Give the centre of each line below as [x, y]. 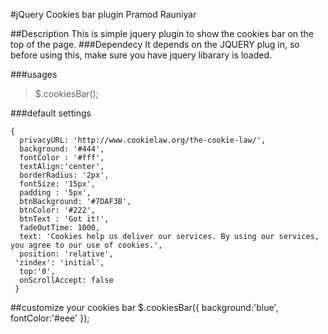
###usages [34, 74]
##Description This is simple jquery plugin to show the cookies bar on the [162, 33]
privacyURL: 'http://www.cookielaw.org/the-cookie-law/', [143, 140]
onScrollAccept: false [66, 280]
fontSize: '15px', [58, 184]
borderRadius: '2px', [64, 175]
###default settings [51, 113]
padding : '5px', [55, 193]
